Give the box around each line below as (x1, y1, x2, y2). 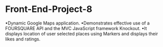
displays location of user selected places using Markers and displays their (5, 30, 158, 36)
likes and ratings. (5, 36, 41, 42)
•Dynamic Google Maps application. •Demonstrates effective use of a (5, 20, 150, 26)
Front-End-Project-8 (5, 3, 93, 15)
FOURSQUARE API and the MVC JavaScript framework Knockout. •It (5, 25, 147, 31)
